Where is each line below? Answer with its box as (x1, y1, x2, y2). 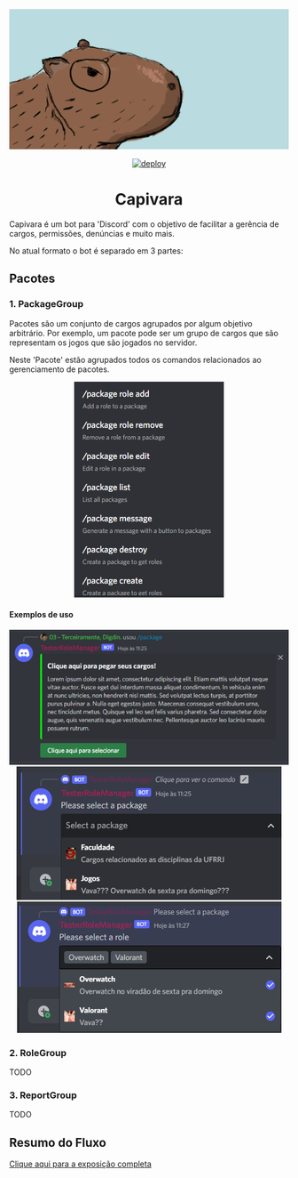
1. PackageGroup (9, 298, 84, 311)
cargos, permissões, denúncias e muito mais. (9, 228, 175, 238)
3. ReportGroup (9, 1089, 77, 1101)
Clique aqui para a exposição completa (9, 1158, 153, 1169)
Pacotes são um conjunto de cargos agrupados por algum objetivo (9, 318, 253, 328)
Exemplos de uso (9, 609, 74, 620)
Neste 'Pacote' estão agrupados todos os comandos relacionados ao (9, 354, 262, 365)
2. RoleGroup (9, 1046, 67, 1059)
